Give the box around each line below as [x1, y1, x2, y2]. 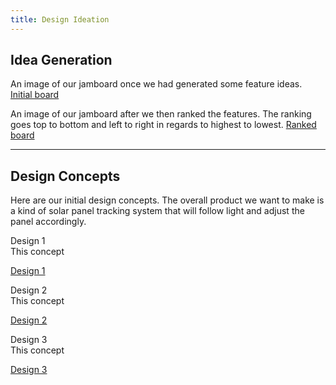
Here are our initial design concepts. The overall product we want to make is [10, 194, 325, 206]
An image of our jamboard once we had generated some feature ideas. [10, 78, 303, 90]
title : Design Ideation [10, 14, 110, 25]
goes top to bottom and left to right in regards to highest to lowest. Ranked [10, 119, 317, 131]
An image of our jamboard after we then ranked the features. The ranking [10, 108, 312, 120]
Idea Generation [10, 52, 113, 69]
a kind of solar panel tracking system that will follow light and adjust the [10, 205, 305, 217]
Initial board [10, 89, 60, 101]
